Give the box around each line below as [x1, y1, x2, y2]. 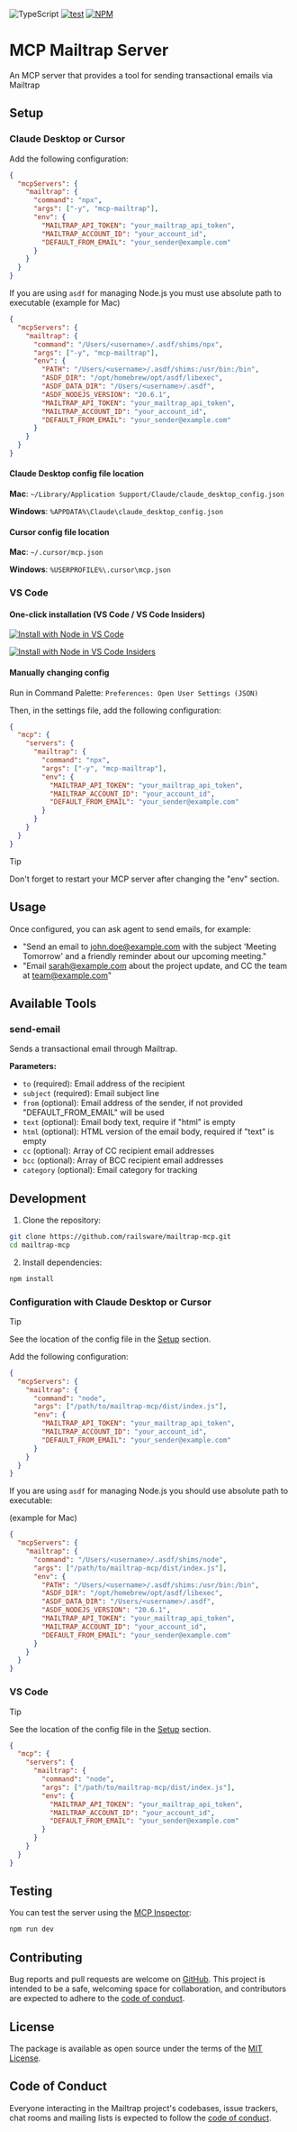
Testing [9, 1884, 53, 1899]
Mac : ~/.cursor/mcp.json [9, 547, 103, 558]
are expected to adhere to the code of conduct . [9, 1993, 185, 2004]
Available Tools [9, 995, 97, 1011]
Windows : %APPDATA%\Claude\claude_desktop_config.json [9, 506, 223, 517]
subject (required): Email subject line [22, 1088, 160, 1099]
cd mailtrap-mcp [9, 1241, 70, 1250]
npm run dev [9, 1924, 54, 1934]
